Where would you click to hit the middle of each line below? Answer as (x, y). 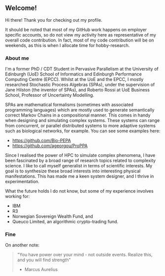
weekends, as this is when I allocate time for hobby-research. (67, 45)
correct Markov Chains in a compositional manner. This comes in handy (78, 115)
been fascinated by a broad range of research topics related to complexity (81, 160)
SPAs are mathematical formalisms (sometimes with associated (69, 105)
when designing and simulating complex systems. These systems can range (82, 120)
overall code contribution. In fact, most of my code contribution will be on (80, 40)
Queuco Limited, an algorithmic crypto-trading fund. (65, 222)
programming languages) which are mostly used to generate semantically (80, 110)
